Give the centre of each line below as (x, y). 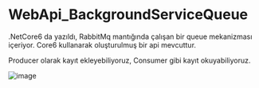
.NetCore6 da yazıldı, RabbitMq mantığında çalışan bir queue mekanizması (130, 36)
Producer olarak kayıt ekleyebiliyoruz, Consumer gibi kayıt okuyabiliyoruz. (129, 60)
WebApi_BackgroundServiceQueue (128, 15)
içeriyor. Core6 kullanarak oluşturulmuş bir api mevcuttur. (102, 44)
